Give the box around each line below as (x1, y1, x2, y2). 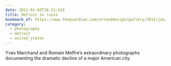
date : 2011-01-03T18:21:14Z (5, 7, 65, 13)
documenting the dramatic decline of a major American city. (5, 55, 131, 61)
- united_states (10, 36, 44, 41)
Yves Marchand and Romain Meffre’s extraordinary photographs (5, 49, 140, 56)
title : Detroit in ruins (5, 12, 58, 17)
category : (5, 21, 26, 27)
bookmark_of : (5, 17, 33, 22)
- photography (10, 26, 40, 31)
